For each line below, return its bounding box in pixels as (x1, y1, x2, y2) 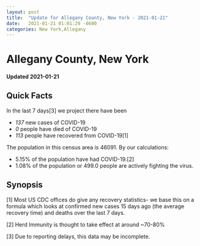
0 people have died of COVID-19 (15, 125, 97, 132)
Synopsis (6, 180, 43, 190)
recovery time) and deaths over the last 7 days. (6, 209, 125, 216)
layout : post (6, 9, 40, 15)
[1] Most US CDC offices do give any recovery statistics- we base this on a (6, 196, 194, 203)
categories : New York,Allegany (6, 26, 86, 32)
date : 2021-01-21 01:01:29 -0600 (6, 20, 97, 26)
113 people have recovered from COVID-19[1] (15, 132, 128, 139)
